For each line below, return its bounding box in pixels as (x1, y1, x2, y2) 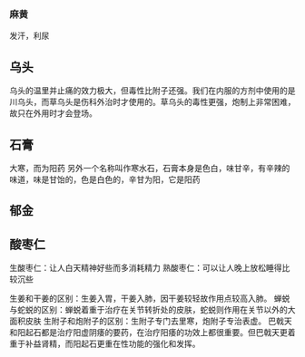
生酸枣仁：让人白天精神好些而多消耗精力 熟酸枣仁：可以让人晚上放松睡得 (9, 263, 282, 274)
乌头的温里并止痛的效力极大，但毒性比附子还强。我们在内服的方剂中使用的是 (9, 85, 296, 96)
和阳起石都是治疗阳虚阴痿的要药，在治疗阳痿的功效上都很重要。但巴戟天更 (9, 327, 288, 338)
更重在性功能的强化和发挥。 (96, 338, 201, 350)
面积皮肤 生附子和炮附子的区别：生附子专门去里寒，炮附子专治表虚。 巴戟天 (9, 315, 292, 327)
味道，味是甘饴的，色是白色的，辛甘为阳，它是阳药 (9, 174, 201, 185)
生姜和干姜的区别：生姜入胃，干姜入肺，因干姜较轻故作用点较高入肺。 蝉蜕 (9, 293, 290, 304)
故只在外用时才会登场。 (9, 108, 97, 119)
